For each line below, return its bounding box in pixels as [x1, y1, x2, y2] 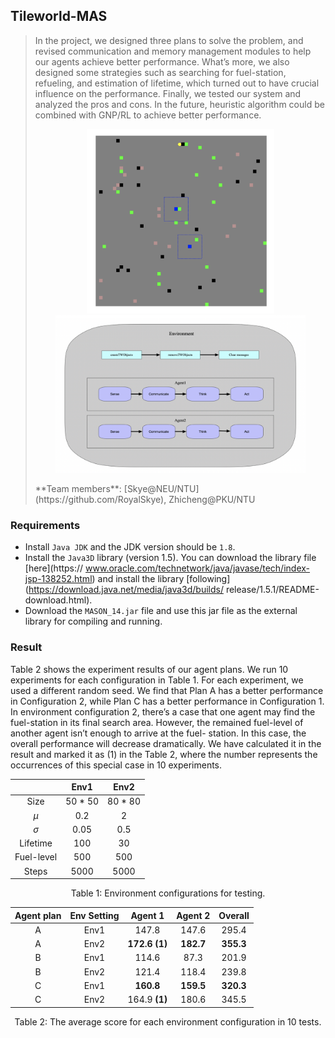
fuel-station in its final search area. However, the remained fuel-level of [10, 716, 304, 728]
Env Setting [69, 909, 120, 921]
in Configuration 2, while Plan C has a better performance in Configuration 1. [10, 695, 325, 707]
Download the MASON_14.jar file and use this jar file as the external [24, 605, 298, 617]
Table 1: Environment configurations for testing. [70, 887, 266, 899]
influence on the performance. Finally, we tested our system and [34, 87, 302, 99]
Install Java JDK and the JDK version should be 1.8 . [24, 541, 236, 553]
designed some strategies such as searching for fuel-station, [34, 66, 287, 78]
